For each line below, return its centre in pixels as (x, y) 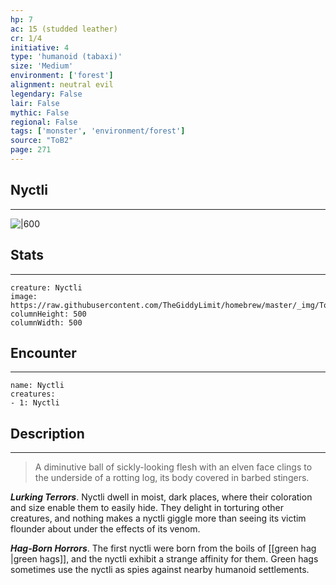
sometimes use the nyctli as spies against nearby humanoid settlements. (160, 570)
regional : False (44, 122)
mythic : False (40, 112)
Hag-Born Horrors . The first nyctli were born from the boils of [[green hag (163, 548)
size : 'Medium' (42, 66)
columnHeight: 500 (48, 314)
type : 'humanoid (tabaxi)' (66, 57)
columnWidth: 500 (46, 322)
